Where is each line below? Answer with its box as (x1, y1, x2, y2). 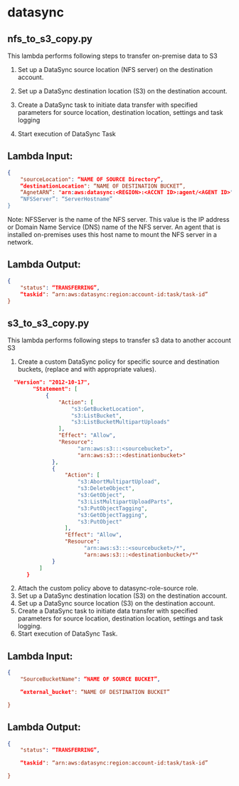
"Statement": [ (33, 386, 78, 393)
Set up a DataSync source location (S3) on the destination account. (17, 599, 216, 608)
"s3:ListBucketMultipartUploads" (70, 419, 171, 426)
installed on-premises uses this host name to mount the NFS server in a (7, 230, 217, 239)
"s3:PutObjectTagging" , (77, 504, 148, 512)
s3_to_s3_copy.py (7, 317, 90, 329)
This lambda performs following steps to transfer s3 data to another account (7, 336, 231, 344)
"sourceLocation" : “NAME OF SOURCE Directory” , (20, 175, 164, 183)
